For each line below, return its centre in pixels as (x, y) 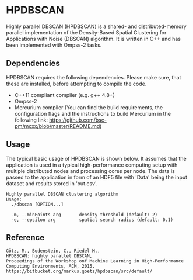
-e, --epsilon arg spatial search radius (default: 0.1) (92, 220)
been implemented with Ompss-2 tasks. (54, 45)
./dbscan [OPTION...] (38, 204)
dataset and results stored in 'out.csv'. (52, 183)
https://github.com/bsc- (78, 120)
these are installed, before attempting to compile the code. (76, 84)
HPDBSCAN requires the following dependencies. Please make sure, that (94, 77)
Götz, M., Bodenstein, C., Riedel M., (53, 251)
